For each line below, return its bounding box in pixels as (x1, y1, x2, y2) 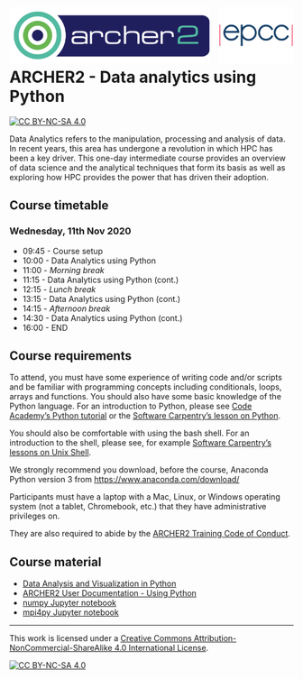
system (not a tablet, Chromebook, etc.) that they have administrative (9, 501, 267, 512)
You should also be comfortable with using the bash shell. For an (9, 427, 250, 439)
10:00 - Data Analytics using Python (22, 255, 156, 266)
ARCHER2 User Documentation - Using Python (22, 588, 197, 599)
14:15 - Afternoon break (22, 303, 111, 314)
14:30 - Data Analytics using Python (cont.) (22, 312, 183, 323)
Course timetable (9, 197, 109, 214)
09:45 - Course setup (22, 245, 104, 256)
